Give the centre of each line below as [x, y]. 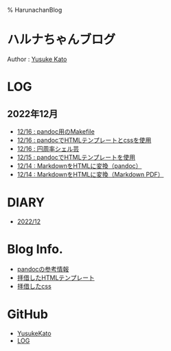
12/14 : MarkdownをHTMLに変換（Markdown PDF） [90, 174]
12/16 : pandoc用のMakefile [56, 131]
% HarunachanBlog [35, 10]
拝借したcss [34, 286]
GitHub [27, 314]
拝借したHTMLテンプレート [56, 278]
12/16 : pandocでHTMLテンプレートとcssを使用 [84, 140]
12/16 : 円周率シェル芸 [48, 148]
